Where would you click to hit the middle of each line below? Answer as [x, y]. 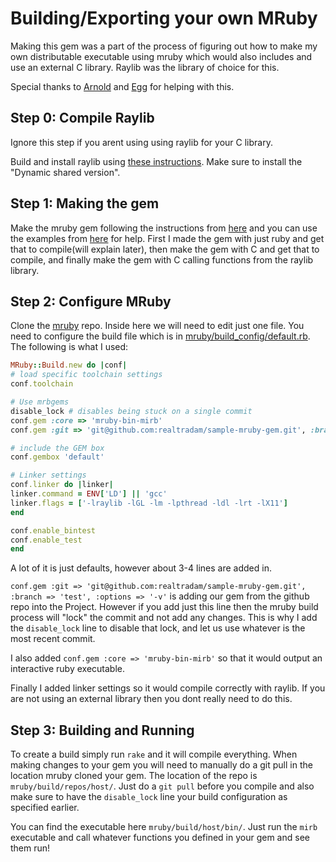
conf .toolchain [42, 384]
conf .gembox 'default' [57, 457]
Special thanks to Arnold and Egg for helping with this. [122, 86]
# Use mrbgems [40, 402]
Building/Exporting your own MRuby [164, 18]
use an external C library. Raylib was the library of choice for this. [145, 67]
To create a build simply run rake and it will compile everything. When [154, 754]
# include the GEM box [57, 448]
